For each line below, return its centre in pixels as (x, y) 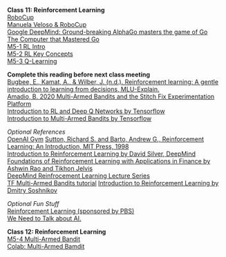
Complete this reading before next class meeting (79, 74)
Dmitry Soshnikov (32, 190)
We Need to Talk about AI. (44, 218)
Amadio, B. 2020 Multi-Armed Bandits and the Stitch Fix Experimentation (111, 96)
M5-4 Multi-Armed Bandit (44, 239)
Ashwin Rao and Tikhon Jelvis (50, 168)
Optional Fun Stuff (33, 204)
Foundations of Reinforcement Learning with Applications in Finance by (109, 161)
